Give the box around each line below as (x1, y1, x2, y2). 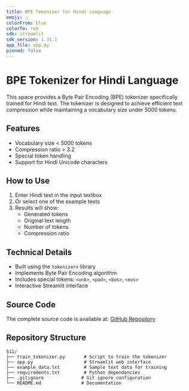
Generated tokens (23, 211, 68, 218)
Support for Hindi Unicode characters (14, 158, 108, 165)
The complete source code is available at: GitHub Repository (6, 315, 156, 322)
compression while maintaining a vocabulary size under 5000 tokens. (6, 106, 178, 113)
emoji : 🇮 (6, 14, 29, 20)
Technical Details (6, 247, 72, 257)
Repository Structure (6, 333, 87, 343)
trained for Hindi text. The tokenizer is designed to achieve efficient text (6, 99, 183, 107)
